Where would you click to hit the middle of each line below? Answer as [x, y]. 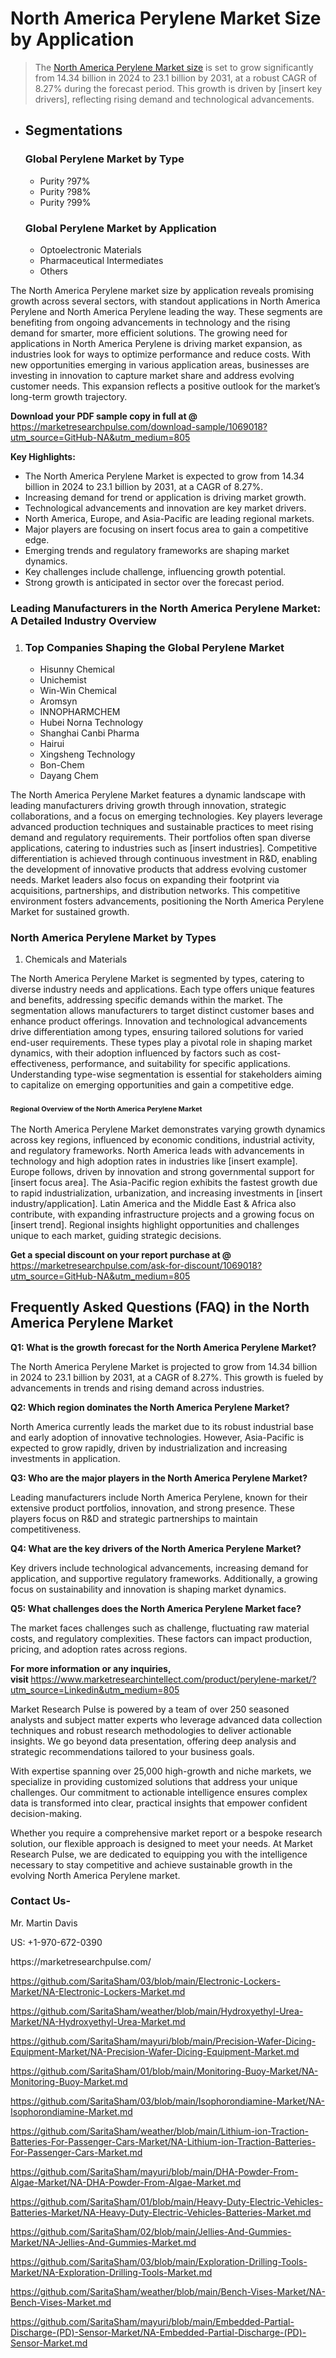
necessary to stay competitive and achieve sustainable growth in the [151, 1864]
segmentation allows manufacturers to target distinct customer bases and [162, 1011]
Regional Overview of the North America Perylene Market [106, 1109]
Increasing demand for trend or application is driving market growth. [165, 497]
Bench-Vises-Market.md [61, 2302]
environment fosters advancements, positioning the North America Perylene [167, 901]
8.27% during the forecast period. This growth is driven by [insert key [178, 88]
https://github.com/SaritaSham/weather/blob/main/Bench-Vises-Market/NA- [168, 2291]
